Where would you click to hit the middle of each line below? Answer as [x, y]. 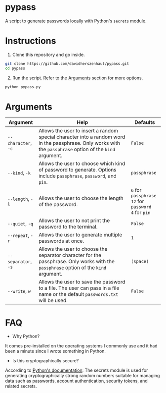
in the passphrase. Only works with [79, 143]
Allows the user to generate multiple [81, 235]
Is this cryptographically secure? [45, 361]
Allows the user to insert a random [79, 131]
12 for [137, 201]
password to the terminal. [68, 227]
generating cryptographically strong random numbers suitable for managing [83, 376]
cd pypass [15, 68]
